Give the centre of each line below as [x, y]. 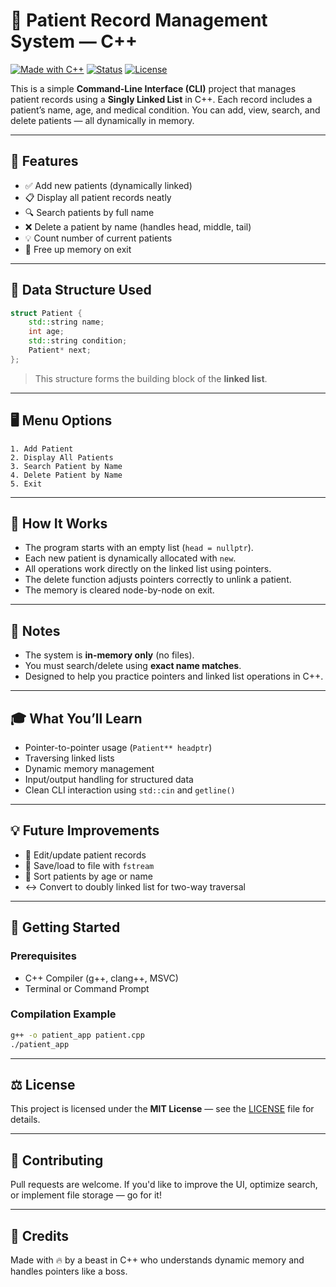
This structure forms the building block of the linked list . [151, 378]
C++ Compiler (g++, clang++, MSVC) [101, 978]
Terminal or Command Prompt [87, 988]
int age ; [46, 332]
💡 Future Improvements [85, 830]
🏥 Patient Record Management [139, 20]
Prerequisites [43, 956]
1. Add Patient [42, 449]
